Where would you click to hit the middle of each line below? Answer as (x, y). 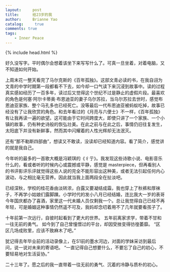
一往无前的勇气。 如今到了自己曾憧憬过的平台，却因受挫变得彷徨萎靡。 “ (81, 224)
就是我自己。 (23, 148)
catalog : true (25, 24)
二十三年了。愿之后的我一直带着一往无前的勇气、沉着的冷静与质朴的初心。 (83, 264)
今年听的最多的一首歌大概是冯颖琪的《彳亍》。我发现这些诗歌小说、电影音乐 (84, 158)
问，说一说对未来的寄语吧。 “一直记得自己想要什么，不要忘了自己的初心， (82, 247)
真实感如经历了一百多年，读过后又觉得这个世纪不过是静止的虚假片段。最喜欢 (85, 93)
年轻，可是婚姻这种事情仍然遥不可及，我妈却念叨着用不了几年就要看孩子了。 (85, 207)
